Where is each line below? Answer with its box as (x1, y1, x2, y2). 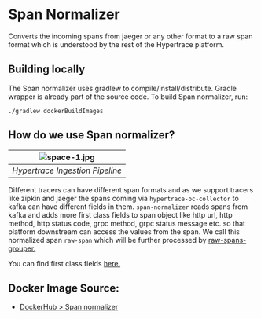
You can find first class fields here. (8, 258, 121, 268)
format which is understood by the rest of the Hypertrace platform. (8, 39, 225, 49)
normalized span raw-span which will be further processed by (8, 235, 207, 244)
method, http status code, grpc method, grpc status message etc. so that (8, 218, 246, 228)
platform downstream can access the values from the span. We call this (8, 226, 240, 236)
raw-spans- (208, 235, 247, 244)
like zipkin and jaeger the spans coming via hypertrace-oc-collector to (8, 193, 240, 203)
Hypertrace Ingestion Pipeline (12, 165, 123, 176)
